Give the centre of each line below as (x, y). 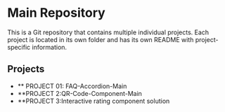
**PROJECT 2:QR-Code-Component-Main (80, 93)
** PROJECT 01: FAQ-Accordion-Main (72, 86)
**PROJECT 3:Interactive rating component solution (94, 101)
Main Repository (56, 13)
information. (50, 47)
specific (19, 47)
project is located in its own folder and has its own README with (101, 39)
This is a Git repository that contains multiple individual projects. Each (108, 32)
